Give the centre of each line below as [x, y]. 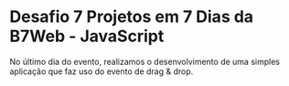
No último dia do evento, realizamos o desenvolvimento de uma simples [145, 61]
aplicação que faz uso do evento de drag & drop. [102, 71]
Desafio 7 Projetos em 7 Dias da [132, 17]
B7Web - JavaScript [87, 36]
